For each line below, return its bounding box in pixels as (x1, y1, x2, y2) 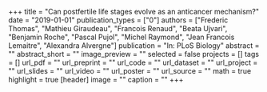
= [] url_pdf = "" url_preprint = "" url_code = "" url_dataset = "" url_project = (8, 58, 258, 67)
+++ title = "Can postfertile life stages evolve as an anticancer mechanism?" (8, 7, 260, 16)
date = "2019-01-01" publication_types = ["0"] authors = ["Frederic (8, 15, 229, 25)
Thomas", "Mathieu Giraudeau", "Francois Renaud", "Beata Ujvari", (8, 24, 228, 33)
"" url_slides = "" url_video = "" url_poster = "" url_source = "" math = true (8, 66, 252, 75)
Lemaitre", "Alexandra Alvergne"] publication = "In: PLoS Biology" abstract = (8, 41, 260, 50)
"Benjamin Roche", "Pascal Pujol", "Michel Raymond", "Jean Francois (8, 32, 235, 42)
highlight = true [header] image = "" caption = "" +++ (8, 75, 184, 84)
